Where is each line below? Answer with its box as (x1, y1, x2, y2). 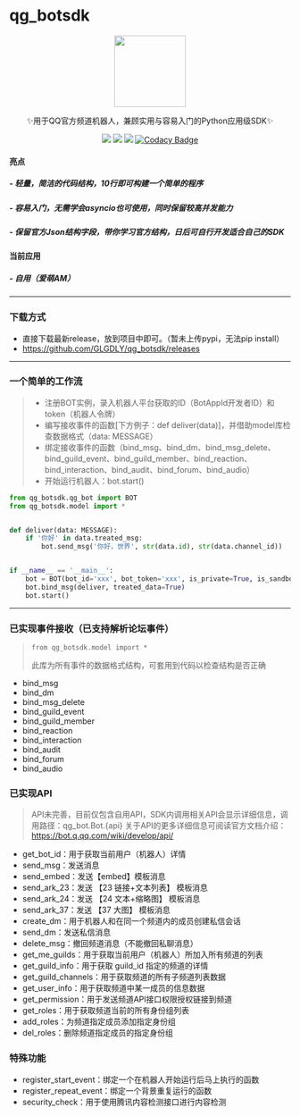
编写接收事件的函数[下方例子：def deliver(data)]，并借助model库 (44, 419, 283, 430)
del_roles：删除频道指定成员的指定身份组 (21, 1028, 174, 1038)
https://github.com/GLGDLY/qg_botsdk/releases (21, 343, 201, 354)
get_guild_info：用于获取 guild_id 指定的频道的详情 (21, 961, 209, 971)
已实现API (9, 787, 53, 800)
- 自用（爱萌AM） (9, 273, 76, 283)
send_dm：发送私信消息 (21, 927, 112, 938)
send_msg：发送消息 (21, 860, 100, 871)
